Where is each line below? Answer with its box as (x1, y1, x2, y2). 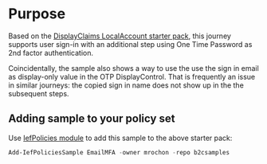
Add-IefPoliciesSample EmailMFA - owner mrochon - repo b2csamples (8, 148, 230, 156)
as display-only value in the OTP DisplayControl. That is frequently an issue (8, 72, 256, 81)
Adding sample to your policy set (8, 112, 175, 126)
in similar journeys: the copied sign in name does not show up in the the (8, 80, 245, 90)
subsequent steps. (8, 88, 69, 98)
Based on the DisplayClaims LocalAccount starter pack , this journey (8, 31, 231, 41)
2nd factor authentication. (8, 48, 94, 57)
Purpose (8, 5, 66, 23)
